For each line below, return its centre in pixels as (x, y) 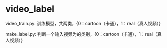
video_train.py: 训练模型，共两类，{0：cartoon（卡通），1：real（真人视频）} (83, 23)
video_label (30, 9)
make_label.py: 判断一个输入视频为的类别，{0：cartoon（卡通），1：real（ (81, 34)
